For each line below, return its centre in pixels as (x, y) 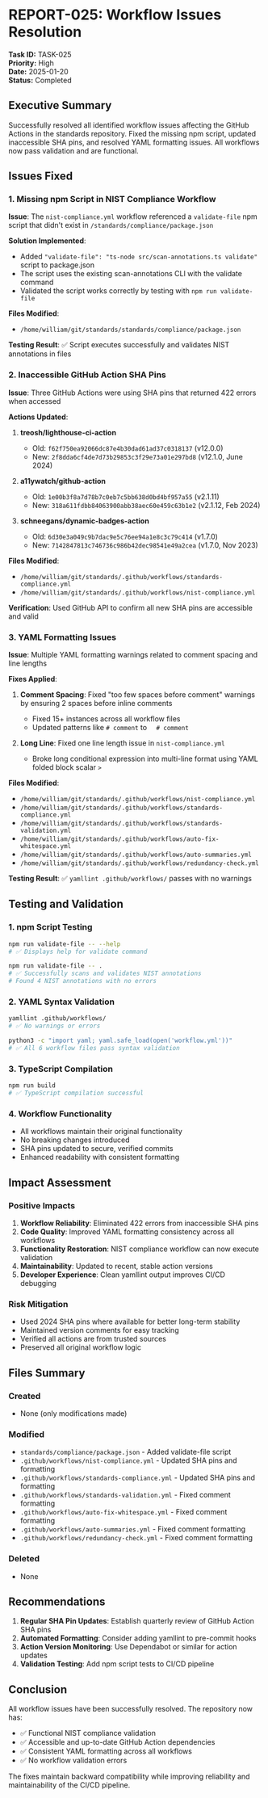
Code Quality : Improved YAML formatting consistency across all (127, 1231)
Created (25, 1396)
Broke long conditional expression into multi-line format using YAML (145, 759)
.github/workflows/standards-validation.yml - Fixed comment (126, 1495)
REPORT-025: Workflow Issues (115, 15)
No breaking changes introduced (75, 1140)
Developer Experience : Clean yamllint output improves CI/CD (123, 1275)
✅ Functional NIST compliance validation (88, 1733)
